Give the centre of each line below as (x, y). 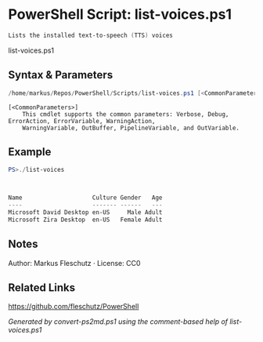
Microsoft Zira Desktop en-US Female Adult (85, 220)
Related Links (42, 287)
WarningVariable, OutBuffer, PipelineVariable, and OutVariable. (131, 128)
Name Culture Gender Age (85, 198)
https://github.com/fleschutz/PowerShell (74, 307)
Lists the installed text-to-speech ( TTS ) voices (91, 35)
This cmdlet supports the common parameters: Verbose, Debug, (126, 114)
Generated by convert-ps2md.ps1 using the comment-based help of (118, 322)
